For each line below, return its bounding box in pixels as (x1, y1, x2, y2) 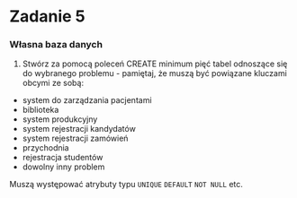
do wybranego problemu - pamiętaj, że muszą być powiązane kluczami (22, 68, 288, 79)
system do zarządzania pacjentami (22, 95, 152, 106)
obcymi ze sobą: (22, 78, 84, 89)
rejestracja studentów (22, 152, 103, 163)
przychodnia (22, 142, 69, 153)
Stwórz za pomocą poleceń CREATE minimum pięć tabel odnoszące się (22, 58, 288, 69)
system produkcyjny (22, 114, 98, 125)
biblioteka (22, 105, 59, 116)
